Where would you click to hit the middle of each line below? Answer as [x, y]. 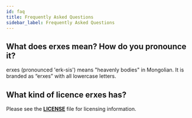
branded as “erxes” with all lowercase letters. [61, 76]
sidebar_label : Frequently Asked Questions [61, 22]
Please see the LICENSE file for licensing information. [71, 109]
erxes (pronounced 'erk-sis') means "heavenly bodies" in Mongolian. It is [95, 70]
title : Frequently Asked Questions [50, 17]
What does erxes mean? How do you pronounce [96, 46]
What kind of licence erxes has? [66, 95]
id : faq [16, 12]
